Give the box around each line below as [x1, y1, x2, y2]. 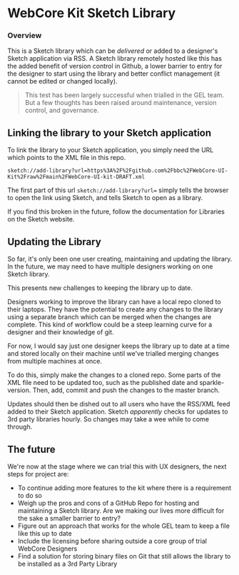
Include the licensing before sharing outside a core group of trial [17, 536, 207, 545]
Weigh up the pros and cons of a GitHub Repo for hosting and [17, 499, 200, 507]
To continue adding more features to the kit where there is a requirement [17, 484, 232, 492]
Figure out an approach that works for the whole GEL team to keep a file [17, 521, 230, 530]
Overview [7, 31, 42, 41]
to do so [17, 491, 43, 499]
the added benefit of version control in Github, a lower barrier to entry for [7, 62, 223, 71]
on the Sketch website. [7, 215, 75, 224]
